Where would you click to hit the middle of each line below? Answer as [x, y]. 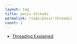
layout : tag [17, 9]
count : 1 [14, 23]
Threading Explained [33, 36]
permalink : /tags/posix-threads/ [39, 18]
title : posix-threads [27, 14]
